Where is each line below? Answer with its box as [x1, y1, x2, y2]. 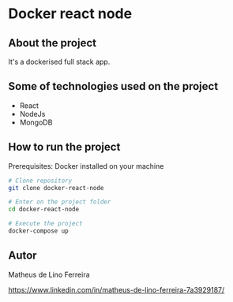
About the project [8, 36, 97, 50]
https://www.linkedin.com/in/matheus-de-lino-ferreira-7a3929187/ [8, 285, 225, 294]
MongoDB [19, 117, 53, 127]
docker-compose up [8, 227, 69, 235]
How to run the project [8, 140, 121, 154]
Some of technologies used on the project [8, 80, 219, 93]
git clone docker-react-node [8, 184, 104, 192]
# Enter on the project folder [8, 198, 111, 206]
